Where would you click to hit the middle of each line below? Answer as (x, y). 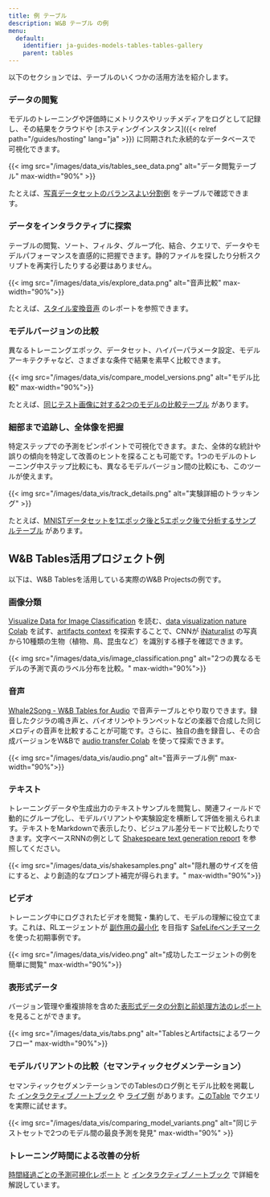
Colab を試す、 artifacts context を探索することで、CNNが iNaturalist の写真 (133, 631)
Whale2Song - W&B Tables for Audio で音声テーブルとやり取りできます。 (129, 710)
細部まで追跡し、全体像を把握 (66, 427)
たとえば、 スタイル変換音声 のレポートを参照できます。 (100, 308)
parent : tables (48, 53)
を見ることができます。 (47, 1016)
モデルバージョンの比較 (53, 331)
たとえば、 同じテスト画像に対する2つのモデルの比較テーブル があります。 (131, 404)
